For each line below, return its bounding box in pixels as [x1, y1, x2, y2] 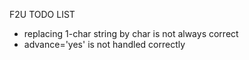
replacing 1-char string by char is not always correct [23, 28, 239, 39]
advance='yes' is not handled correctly [23, 39, 186, 50]
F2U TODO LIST [9, 9, 76, 20]
